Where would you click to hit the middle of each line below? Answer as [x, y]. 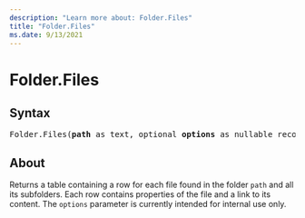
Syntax [30, 113]
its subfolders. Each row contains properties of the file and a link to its [140, 194]
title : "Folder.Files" [52, 26]
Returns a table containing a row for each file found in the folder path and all [152, 185]
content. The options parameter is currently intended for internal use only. [148, 204]
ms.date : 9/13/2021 [46, 35]
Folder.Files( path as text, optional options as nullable [141, 134]
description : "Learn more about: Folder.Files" [101, 18]
